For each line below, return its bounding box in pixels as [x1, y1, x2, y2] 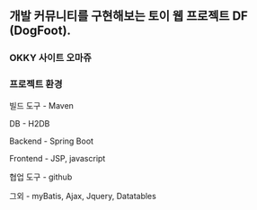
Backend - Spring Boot [9, 136, 94, 146]
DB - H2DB [9, 118, 50, 128]
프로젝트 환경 [9, 78, 63, 91]
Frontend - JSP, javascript [9, 153, 106, 163]
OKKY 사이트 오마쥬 [9, 52, 93, 65]
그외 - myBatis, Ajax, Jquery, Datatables [9, 190, 157, 201]
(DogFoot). [9, 23, 72, 39]
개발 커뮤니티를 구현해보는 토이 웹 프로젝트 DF [9, 8, 249, 24]
